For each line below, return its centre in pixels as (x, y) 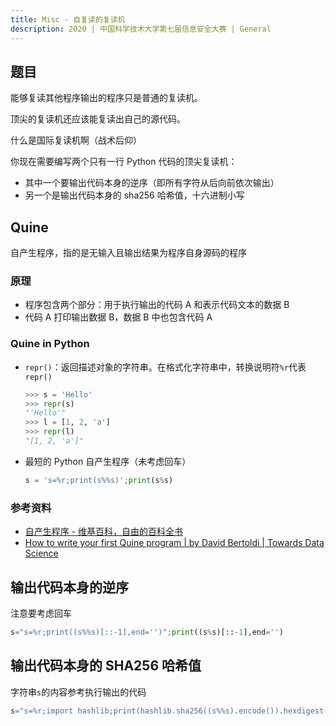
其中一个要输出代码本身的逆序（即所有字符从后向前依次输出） (152, 183)
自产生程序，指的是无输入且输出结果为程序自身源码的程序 (128, 253)
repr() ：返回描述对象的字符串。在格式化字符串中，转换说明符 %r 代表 (165, 367)
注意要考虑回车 (41, 613)
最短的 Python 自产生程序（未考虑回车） (108, 461)
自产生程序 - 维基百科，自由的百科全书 (104, 532)
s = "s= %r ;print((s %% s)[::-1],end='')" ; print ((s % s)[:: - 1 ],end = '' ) (147, 632)
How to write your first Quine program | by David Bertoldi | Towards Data (174, 543)
